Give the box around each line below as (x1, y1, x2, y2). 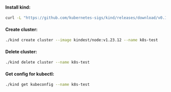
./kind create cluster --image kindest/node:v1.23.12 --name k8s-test (5, 38, 158, 43)
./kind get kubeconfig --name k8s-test (5, 82, 90, 87)
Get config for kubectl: (5, 71, 54, 77)
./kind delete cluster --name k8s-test (5, 60, 90, 65)
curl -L (5, 15, 22, 20)
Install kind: (5, 4, 31, 10)
